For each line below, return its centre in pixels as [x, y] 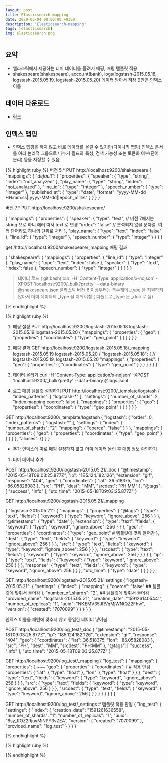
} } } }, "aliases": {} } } [28, 439]
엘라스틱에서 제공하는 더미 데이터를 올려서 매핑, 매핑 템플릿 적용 [75, 68]
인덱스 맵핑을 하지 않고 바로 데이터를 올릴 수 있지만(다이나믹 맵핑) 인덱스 [83, 147]
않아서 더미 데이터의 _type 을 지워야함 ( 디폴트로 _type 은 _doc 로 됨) [85, 297]
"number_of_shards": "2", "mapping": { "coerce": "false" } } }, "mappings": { [84, 428]
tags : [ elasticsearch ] [29, 29]
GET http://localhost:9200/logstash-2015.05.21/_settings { [65, 580]
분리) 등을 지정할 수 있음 [36, 160]
